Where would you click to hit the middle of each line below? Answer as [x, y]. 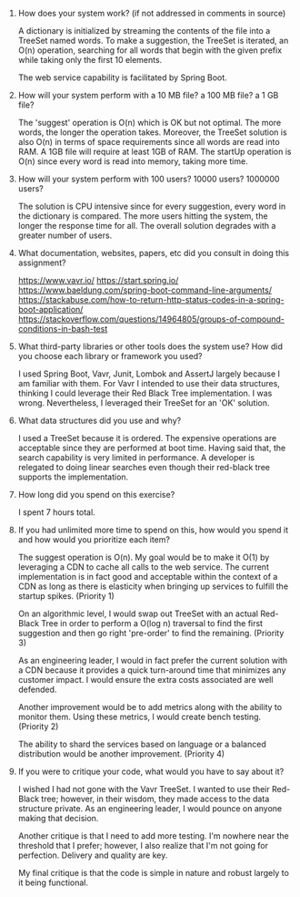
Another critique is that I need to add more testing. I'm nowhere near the [153, 836]
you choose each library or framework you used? [110, 356]
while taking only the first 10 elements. [90, 60]
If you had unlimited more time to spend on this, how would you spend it [153, 530]
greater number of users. [65, 235]
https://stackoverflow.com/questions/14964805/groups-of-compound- [151, 319]
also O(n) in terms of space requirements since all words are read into [149, 142]
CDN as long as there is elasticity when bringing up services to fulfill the [153, 586]
